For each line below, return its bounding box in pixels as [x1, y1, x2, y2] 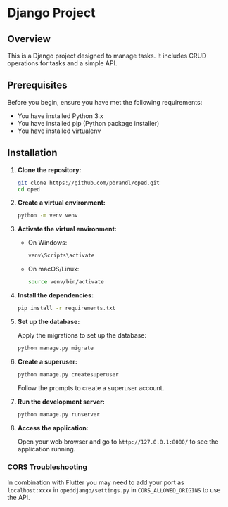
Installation [7, 147, 58, 159]
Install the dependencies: [17, 291, 94, 300]
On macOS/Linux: [27, 265, 80, 274]
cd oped [17, 186, 40, 193]
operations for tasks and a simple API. [7, 59, 118, 68]
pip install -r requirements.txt [17, 304, 116, 312]
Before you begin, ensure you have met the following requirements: [7, 98, 203, 106]
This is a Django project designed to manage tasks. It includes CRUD [7, 51, 207, 60]
